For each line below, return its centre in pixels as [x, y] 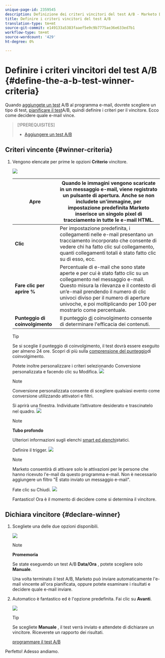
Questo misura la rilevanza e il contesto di [108, 285]
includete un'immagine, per [109, 201]
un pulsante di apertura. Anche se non [109, 195]
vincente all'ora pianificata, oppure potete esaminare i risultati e [86, 584]
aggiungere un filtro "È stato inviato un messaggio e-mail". [71, 479]
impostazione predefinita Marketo [109, 208]
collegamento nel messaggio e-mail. [102, 279]
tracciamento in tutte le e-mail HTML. [109, 220]
